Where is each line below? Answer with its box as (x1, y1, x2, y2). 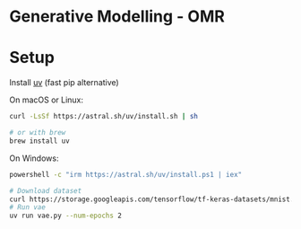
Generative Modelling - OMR (9, 6, 226, 27)
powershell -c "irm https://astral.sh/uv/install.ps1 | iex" (9, 170, 243, 179)
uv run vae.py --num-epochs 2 (9, 211, 123, 221)
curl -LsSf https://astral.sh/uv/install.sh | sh (9, 112, 199, 121)
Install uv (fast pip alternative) (9, 77, 119, 88)
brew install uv (9, 137, 70, 145)
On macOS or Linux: (9, 94, 83, 105)
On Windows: (9, 153, 59, 163)
